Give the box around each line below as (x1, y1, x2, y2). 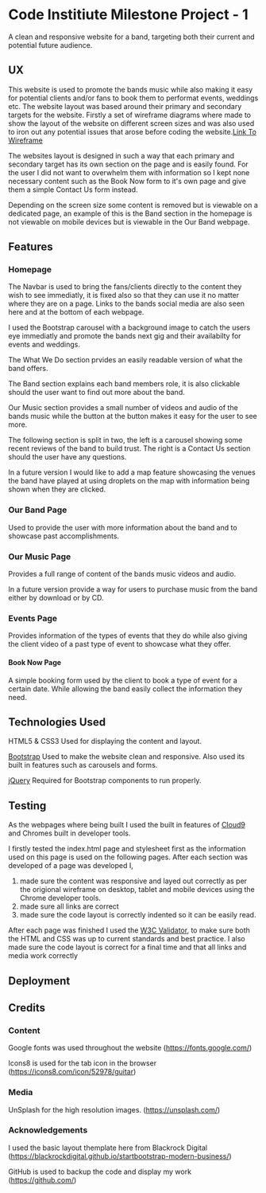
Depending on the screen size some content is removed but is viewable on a (8, 200, 258, 209)
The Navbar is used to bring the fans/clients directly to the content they (8, 282, 242, 291)
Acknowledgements (8, 1125, 88, 1136)
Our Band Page (8, 504, 67, 515)
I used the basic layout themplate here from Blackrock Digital (8, 1143, 208, 1152)
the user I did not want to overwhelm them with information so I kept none (8, 167, 250, 177)
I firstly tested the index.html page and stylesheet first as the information (8, 844, 246, 854)
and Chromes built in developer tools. (8, 828, 131, 838)
